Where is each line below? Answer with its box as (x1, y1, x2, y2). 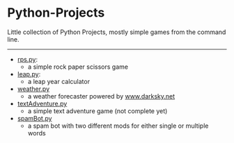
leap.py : (17, 69, 41, 78)
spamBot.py (17, 114, 52, 122)
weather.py (17, 85, 50, 93)
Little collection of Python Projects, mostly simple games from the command (7, 28, 226, 36)
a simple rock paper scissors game (27, 62, 129, 71)
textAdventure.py (17, 99, 68, 108)
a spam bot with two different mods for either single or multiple (27, 121, 209, 130)
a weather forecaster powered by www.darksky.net (27, 92, 175, 100)
